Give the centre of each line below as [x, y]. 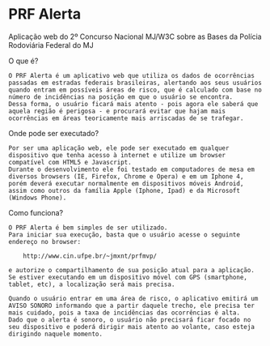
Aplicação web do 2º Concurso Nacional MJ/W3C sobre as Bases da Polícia [135, 36]
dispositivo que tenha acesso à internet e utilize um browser [117, 155]
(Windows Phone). [38, 198]
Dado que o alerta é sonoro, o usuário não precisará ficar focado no [130, 320]
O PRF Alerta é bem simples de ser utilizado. [88, 228]
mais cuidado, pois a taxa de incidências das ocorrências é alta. [124, 313]
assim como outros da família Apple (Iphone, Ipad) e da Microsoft [124, 190]
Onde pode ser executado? [54, 133]
